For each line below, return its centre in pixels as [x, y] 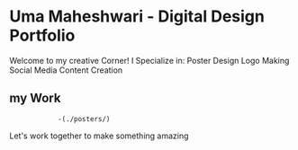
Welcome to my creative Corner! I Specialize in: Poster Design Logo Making [149, 60]
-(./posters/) [84, 119]
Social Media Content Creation [66, 70]
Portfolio [42, 35]
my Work [35, 98]
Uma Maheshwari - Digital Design [137, 17]
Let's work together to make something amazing [99, 136]
